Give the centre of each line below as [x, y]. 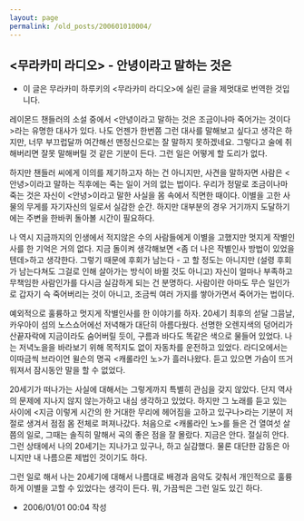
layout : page [34, 18]
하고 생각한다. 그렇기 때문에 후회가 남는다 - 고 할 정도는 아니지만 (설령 [152, 260]
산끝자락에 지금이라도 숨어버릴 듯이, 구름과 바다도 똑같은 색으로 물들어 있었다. [146, 336]
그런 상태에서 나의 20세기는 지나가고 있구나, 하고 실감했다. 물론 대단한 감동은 [145, 447]
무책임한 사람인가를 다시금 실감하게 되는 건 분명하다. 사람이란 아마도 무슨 [137, 283]
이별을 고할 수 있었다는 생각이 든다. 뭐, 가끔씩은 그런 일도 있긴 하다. [144, 488]
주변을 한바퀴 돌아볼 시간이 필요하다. [90, 218]
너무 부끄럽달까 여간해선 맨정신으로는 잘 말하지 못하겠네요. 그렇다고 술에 [156, 143]
